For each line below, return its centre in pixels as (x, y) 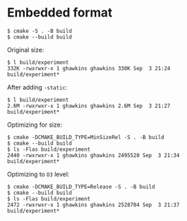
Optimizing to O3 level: (38, 174)
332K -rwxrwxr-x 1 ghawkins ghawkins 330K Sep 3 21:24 (89, 68)
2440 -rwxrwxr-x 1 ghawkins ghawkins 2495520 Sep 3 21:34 (93, 155)
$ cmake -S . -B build (40, 31)
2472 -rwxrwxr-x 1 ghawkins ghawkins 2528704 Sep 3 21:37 (93, 204)
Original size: (26, 50)
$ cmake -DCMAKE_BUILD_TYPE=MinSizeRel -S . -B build (86, 137)
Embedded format (60, 13)
